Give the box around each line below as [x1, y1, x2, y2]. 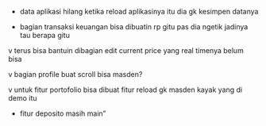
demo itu [8, 94, 37, 102]
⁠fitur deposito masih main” [19, 109, 106, 118]
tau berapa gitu [19, 31, 70, 40]
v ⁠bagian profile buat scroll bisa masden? [8, 70, 143, 78]
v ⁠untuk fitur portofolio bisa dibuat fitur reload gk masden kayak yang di [8, 85, 243, 94]
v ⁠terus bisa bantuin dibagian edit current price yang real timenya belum [8, 46, 244, 55]
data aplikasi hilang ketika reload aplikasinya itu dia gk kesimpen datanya [19, 7, 259, 16]
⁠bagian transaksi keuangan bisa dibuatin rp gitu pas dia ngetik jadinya [19, 22, 249, 31]
